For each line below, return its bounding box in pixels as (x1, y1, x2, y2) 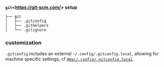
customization (5, 39, 42, 46)
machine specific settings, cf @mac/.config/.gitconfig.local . (5, 56, 135, 62)
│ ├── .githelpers (5, 23, 49, 28)
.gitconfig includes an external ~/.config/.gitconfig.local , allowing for (5, 51, 159, 57)
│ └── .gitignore (5, 27, 47, 32)
